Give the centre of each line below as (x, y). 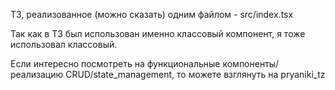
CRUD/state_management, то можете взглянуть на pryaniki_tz (195, 74)
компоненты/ (251, 63)
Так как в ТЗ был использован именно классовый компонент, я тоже (158, 33)
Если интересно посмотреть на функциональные (115, 63)
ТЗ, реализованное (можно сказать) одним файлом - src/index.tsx (152, 14)
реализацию (37, 74)
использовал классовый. (64, 44)
